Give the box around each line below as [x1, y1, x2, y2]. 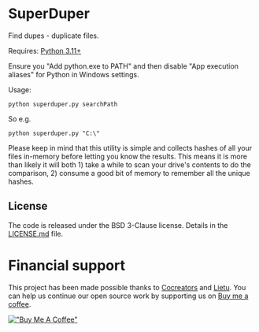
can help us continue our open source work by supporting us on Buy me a [8, 291, 249, 300]
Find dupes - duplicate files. [8, 31, 100, 40]
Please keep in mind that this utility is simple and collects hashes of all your [8, 143, 253, 152]
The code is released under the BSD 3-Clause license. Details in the [8, 220, 228, 229]
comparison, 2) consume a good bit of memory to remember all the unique [8, 168, 250, 177]
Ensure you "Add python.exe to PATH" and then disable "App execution [8, 61, 239, 71]
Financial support [8, 256, 126, 274]
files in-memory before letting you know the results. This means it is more [8, 151, 248, 161]
